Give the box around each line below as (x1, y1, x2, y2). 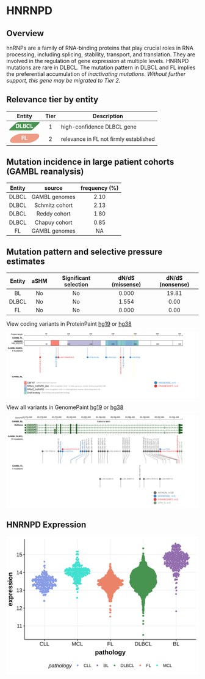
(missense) (112, 280, 142, 288)
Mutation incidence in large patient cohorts (6, 157, 174, 167)
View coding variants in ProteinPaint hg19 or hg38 (6, 320, 132, 328)
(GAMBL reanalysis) (6, 166, 84, 176)
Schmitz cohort (34, 201, 73, 209)
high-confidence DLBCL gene (60, 123, 137, 130)
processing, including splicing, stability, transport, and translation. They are (6, 51, 196, 58)
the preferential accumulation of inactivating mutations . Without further (6, 70, 186, 77)
